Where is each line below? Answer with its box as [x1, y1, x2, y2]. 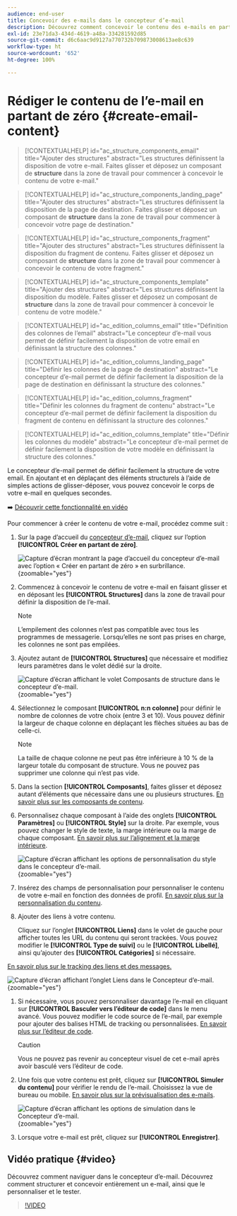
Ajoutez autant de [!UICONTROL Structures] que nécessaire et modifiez [17, 654, 229, 662]
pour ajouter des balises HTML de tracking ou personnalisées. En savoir [17, 1019, 227, 1028]
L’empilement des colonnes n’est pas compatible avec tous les [17, 625, 200, 633]
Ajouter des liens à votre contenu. [17, 912, 116, 921]
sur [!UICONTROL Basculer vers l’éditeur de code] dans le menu [17, 1004, 208, 1013]
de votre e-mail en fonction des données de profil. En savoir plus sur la [17, 891, 224, 899]
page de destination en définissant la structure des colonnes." [24, 379, 205, 389]
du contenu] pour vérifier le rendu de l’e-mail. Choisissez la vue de [17, 1082, 213, 1092]
